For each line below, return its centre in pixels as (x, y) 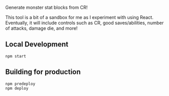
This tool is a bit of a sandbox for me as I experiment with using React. (79, 17)
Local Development (37, 44)
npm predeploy (20, 84)
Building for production (43, 72)
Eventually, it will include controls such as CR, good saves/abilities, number (84, 23)
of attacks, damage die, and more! (41, 28)
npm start (16, 56)
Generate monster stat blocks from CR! (47, 7)
